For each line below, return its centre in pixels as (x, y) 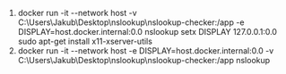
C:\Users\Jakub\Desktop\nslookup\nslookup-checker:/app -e (131, 22)
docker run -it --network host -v (77, 13)
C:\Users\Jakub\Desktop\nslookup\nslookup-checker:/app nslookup (144, 60)
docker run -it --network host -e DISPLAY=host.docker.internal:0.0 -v (146, 51)
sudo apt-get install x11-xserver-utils (85, 41)
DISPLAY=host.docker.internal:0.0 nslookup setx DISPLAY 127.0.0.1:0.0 (147, 32)
